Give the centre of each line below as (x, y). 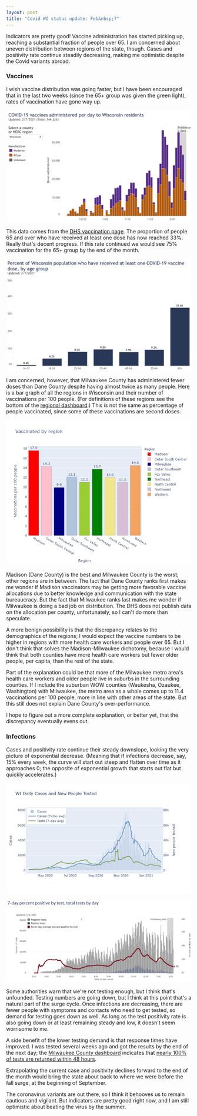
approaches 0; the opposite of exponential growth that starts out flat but (94, 768)
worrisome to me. (27, 1028)
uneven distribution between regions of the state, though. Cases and (89, 49)
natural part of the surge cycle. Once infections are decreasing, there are (95, 1004)
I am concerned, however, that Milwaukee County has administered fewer (95, 380)
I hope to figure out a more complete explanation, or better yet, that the (92, 715)
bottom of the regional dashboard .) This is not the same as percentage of (95, 405)
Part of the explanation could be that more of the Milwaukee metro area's (95, 673)
